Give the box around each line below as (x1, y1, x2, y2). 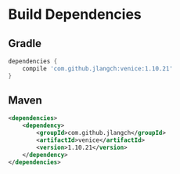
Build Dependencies (8, 5, 142, 24)
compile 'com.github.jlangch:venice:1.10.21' (22, 64, 174, 72)
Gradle (8, 37, 41, 50)
